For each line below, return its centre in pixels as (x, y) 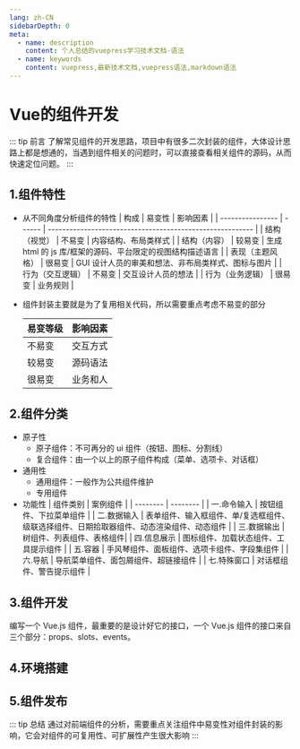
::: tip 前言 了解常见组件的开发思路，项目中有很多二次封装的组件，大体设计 (146, 141)
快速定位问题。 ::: (42, 163)
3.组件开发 (39, 603)
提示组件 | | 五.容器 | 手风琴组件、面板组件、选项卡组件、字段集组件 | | (159, 549)
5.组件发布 (39, 701)
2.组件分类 (39, 414)
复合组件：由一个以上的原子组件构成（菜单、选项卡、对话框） (150, 460)
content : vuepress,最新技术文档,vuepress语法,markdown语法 (131, 68)
